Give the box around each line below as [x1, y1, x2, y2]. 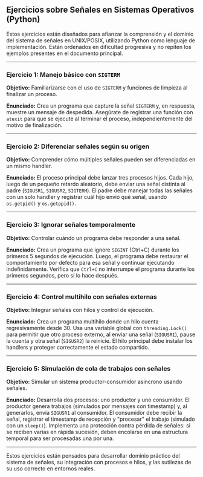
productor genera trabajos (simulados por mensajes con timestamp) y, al [6, 403, 187, 410]
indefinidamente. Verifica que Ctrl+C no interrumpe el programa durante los [6, 265, 195, 273]
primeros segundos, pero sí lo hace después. [6, 271, 119, 279]
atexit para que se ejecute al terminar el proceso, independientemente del [6, 115, 193, 123]
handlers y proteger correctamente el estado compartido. [6, 344, 150, 351]
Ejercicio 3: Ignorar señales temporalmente [6, 221, 136, 229]
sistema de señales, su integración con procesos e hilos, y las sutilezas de [6, 459, 192, 466]
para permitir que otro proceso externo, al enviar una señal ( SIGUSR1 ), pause [6, 331, 196, 338]
